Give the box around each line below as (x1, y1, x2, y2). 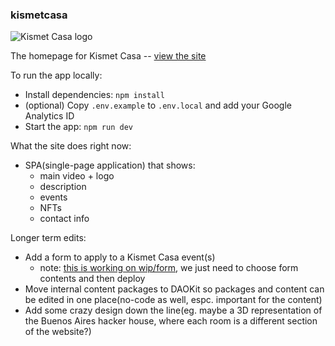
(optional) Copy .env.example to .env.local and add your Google (24, 99, 292, 112)
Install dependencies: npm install (24, 89, 165, 101)
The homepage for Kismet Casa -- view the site (10, 50, 207, 62)
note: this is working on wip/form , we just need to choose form (39, 262, 299, 274)
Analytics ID (24, 110, 75, 122)
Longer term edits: (10, 232, 87, 244)
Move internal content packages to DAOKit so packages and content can (24, 283, 325, 295)
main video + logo (39, 170, 115, 182)
